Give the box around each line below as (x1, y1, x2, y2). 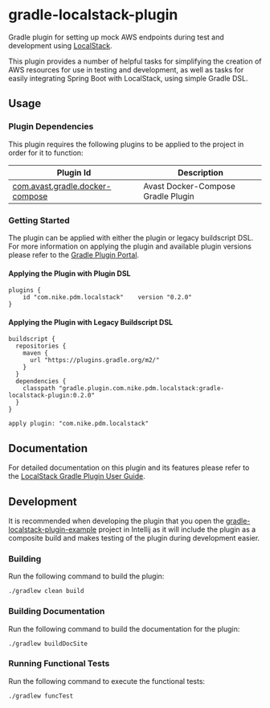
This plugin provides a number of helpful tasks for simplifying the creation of (8, 56, 262, 66)
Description (178, 167, 223, 178)
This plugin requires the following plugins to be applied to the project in (8, 139, 244, 149)
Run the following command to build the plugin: (8, 571, 165, 581)
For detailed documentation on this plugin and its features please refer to (8, 463, 250, 472)
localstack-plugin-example (8, 525, 97, 534)
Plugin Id (56, 167, 92, 178)
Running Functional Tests (8, 658, 110, 669)
